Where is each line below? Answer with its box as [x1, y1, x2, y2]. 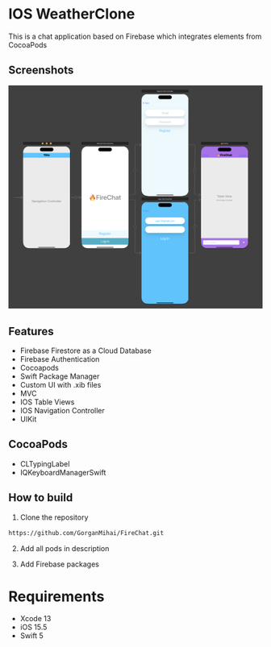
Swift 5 [19, 631, 44, 641]
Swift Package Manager [19, 371, 100, 381]
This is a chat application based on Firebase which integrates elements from [8, 31, 262, 41]
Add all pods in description [19, 543, 110, 553]
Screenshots [8, 64, 74, 77]
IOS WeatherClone [8, 5, 135, 23]
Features [8, 324, 54, 338]
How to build [8, 491, 73, 504]
